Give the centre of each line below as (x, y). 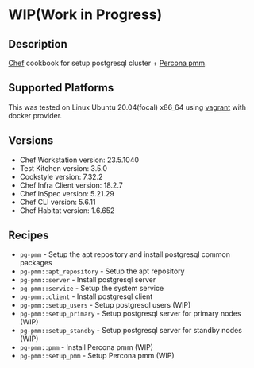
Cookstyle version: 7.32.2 (61, 176)
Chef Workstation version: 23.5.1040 (79, 160)
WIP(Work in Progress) (85, 15)
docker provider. (35, 115)
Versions (31, 141)
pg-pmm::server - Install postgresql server (88, 280)
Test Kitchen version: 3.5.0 (63, 168)
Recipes (29, 236)
